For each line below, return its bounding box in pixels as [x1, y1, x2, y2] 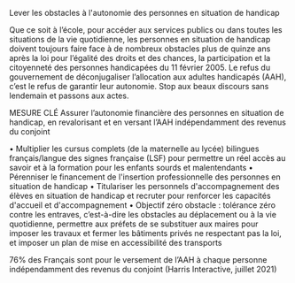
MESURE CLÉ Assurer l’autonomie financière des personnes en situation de [9, 108, 284, 118]
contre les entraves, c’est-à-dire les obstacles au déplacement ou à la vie [9, 210, 277, 219]
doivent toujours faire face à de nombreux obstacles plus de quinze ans [9, 43, 271, 54]
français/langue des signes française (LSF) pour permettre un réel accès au [9, 153, 286, 163]
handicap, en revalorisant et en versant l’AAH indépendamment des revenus [9, 117, 286, 127]
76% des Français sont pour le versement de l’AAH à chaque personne [9, 255, 268, 264]
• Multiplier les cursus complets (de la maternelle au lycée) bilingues [9, 143, 260, 154]
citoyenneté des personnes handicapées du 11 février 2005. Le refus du [9, 62, 271, 73]
